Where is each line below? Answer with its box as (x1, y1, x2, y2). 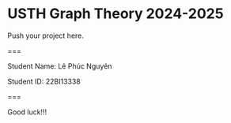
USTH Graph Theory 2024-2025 (7, 5, 224, 23)
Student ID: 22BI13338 (7, 76, 81, 86)
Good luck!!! (7, 107, 47, 117)
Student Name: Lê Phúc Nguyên (7, 61, 112, 71)
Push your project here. (7, 31, 85, 40)
